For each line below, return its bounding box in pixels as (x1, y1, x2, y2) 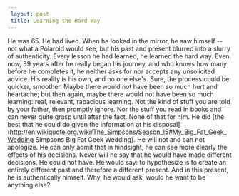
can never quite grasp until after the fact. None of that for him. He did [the (7, 112, 225, 121)
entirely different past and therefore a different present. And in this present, (7, 165, 229, 174)
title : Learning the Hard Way (10, 17, 101, 24)
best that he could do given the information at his (7, 120, 152, 128)
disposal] (153, 120, 180, 128)
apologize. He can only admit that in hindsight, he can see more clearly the (7, 143, 228, 151)
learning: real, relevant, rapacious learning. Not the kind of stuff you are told (7, 97, 230, 105)
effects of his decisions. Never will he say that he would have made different (7, 150, 232, 159)
